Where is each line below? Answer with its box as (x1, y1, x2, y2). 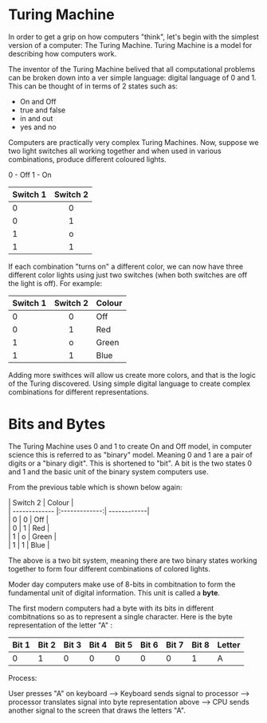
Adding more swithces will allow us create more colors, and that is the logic (8, 370, 257, 379)
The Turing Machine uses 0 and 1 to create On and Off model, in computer (8, 441, 253, 451)
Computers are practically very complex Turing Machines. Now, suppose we (8, 137, 259, 147)
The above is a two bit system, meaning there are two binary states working (8, 556, 257, 565)
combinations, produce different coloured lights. (8, 154, 167, 164)
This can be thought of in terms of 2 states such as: (8, 81, 178, 91)
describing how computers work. (8, 49, 117, 58)
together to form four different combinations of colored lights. (8, 564, 211, 573)
